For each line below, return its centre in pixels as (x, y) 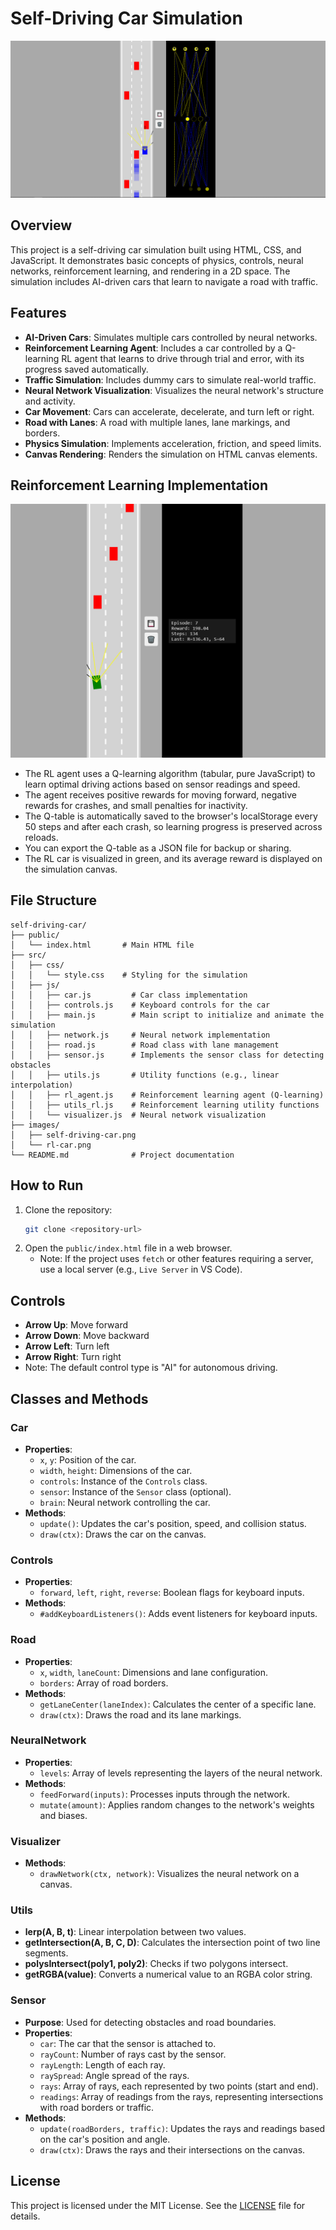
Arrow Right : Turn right (73, 1357)
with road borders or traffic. (97, 2107)
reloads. (41, 837)
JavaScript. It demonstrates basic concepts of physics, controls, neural (157, 260)
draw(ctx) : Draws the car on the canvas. (123, 1534)
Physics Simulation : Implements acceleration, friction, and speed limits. (173, 443)
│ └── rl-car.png (51, 1145)
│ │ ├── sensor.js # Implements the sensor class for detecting (167, 1055)
